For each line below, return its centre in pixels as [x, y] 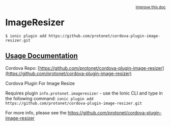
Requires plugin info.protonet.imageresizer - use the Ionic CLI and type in [84, 93]
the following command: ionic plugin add [49, 98]
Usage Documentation [41, 56]
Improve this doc [151, 7]
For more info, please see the [36, 112]
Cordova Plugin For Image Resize [40, 83]
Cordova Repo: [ [22, 68]
